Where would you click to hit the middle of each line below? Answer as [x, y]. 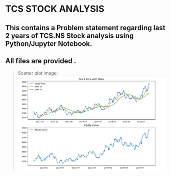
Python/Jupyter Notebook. [49, 44]
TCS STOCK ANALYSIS [55, 9]
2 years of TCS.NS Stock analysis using [69, 35]
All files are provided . [41, 61]
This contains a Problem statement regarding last [86, 28]
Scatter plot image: [38, 73]
